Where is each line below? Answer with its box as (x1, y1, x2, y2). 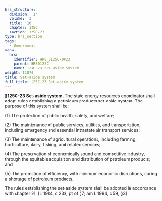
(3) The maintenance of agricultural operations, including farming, (5, 136, 137, 142)
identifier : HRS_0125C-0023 (14, 57, 70, 62)
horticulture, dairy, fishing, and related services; (5, 141, 101, 147)
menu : (5, 48, 16, 52)
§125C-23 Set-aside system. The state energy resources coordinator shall (5, 93, 155, 99)
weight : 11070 (5, 70, 34, 75)
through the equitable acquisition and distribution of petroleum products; (5, 156, 150, 162)
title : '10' (9, 20, 34, 26)
